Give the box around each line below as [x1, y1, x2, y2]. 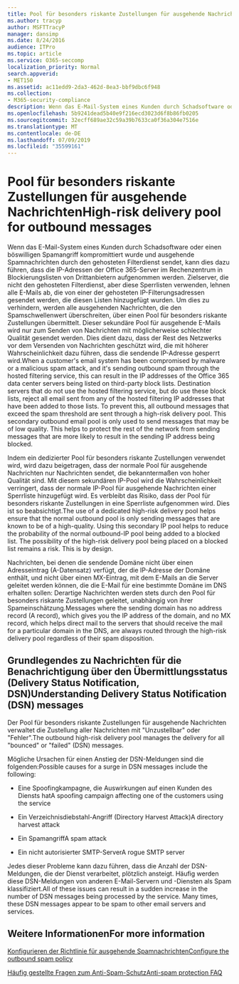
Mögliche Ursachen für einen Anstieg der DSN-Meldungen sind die [7, 754, 204, 763]
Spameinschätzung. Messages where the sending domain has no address [7, 604, 223, 613]
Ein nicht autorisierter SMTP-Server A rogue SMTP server [17, 848, 185, 856]
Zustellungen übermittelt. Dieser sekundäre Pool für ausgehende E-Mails [7, 319, 221, 327]
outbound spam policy [7, 954, 73, 963]
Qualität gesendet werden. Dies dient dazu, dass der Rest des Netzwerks [7, 334, 222, 342]
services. [7, 907, 34, 916]
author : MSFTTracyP [7, 24, 65, 31]
